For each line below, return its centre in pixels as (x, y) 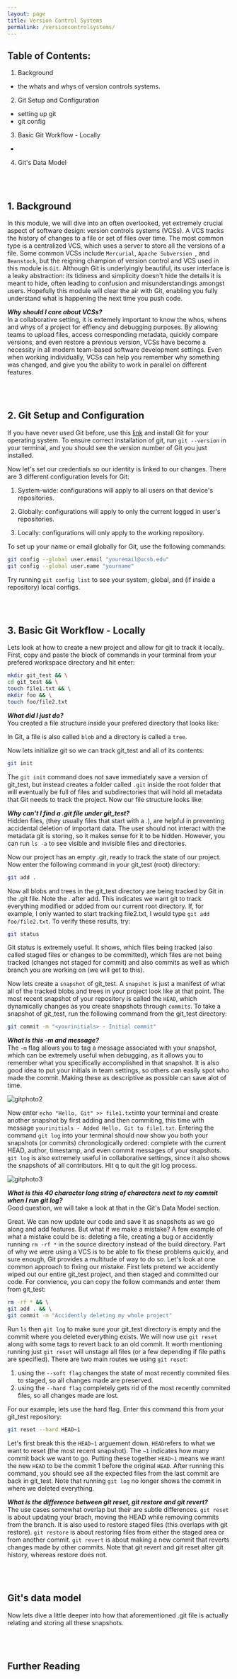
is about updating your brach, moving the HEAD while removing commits (113, 1517)
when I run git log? (35, 1200)
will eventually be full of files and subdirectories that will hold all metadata (115, 792)
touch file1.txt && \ (39, 689)
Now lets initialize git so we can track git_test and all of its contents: (106, 750)
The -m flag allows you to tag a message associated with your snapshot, (112, 1048)
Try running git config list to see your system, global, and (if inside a (111, 579)
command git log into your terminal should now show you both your (108, 1135)
